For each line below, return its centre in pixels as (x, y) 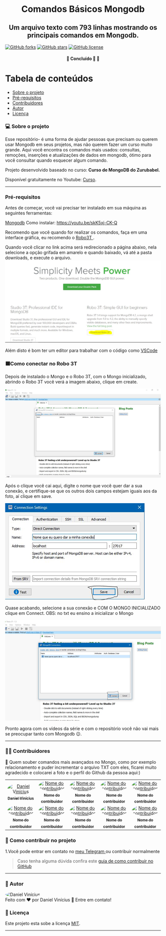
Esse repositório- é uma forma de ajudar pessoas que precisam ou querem (82, 139)
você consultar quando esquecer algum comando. (56, 160)
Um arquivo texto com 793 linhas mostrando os (83, 28)
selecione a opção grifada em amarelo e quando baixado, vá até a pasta (79, 253)
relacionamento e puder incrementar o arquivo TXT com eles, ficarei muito (81, 767)
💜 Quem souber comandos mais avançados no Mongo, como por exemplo (81, 762)
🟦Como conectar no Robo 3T (41, 364)
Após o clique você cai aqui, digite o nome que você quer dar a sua (74, 485)
